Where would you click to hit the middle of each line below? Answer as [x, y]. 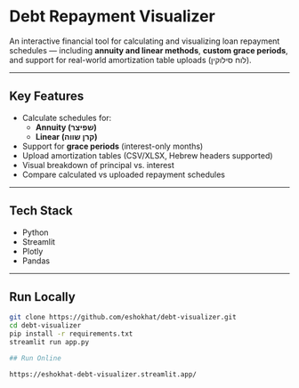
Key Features [47, 97]
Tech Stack [41, 211]
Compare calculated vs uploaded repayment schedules [123, 174]
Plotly [32, 251]
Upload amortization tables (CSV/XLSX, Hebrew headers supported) [147, 155]
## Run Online [36, 358]
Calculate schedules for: [67, 117]
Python [35, 232]
